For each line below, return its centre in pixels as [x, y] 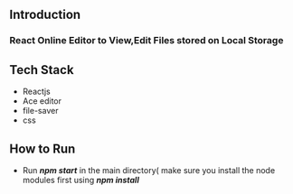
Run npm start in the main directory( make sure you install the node [149, 170]
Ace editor [42, 101]
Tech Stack [42, 70]
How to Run [43, 148]
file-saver [40, 111]
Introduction [45, 15]
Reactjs [37, 92]
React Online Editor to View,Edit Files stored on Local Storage [146, 41]
